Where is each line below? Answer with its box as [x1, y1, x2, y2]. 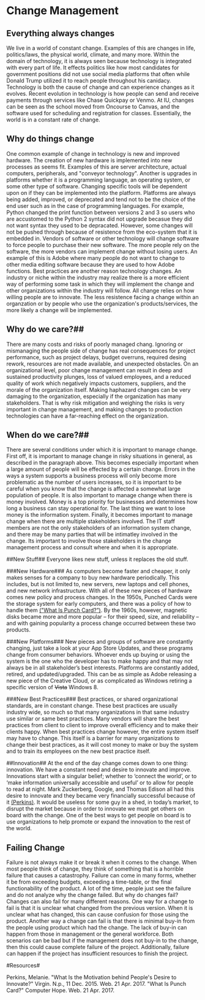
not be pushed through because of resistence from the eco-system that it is [6, 228, 198, 235]
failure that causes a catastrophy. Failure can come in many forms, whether [6, 872, 196, 879]
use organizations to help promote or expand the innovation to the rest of [6, 818, 191, 825]
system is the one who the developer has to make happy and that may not [6, 657, 193, 665]
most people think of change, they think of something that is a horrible [6, 865, 184, 872]
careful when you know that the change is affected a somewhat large [6, 485, 181, 492]
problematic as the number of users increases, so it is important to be [6, 479, 182, 486]
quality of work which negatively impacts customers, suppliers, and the [6, 380, 187, 387]
